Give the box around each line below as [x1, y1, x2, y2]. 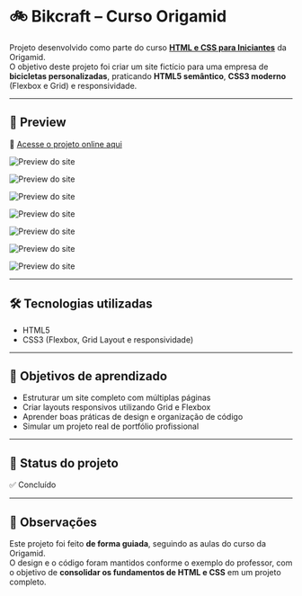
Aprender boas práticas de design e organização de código [22, 412, 244, 423]
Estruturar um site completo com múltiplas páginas [22, 392, 211, 404]
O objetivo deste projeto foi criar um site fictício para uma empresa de [9, 61, 269, 72]
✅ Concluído [9, 479, 57, 490]
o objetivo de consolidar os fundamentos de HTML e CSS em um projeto [9, 567, 281, 577]
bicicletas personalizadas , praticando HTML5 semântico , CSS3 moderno [9, 70, 287, 81]
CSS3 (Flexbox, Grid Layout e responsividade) [22, 334, 194, 345]
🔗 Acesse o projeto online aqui [9, 138, 123, 149]
